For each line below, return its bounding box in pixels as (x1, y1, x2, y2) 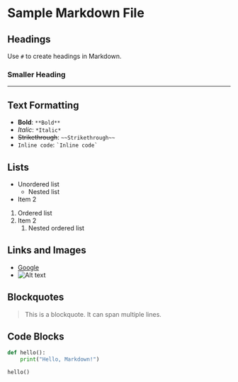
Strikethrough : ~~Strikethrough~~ (17, 133, 115, 142)
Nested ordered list (28, 223, 85, 232)
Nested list (28, 187, 60, 196)
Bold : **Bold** (17, 118, 61, 127)
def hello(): (7, 349, 46, 356)
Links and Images (7, 245, 86, 257)
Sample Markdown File (7, 5, 145, 21)
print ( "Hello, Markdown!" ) (20, 356, 100, 363)
